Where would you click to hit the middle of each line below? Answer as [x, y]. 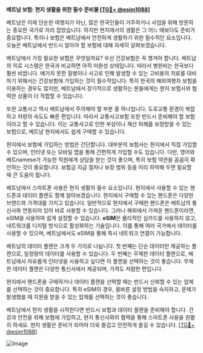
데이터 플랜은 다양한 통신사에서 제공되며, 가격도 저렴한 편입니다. [88, 269]
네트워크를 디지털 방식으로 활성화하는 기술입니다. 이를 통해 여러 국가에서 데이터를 [102, 226]
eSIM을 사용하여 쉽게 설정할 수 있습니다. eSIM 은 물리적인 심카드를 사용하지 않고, [101, 218]
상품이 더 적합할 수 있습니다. [51, 96]
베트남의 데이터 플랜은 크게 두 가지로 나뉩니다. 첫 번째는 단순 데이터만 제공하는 [98, 246]
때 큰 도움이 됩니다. [29, 175]
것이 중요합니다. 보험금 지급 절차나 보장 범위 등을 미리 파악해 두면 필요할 [107, 167]
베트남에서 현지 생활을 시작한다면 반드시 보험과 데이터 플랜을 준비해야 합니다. [97, 310]
